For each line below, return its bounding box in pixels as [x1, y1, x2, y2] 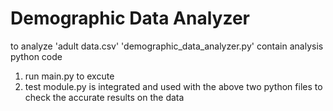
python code [10, 50, 63, 62]
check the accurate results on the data [24, 91, 185, 103]
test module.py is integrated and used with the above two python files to [24, 80, 323, 92]
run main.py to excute [24, 70, 115, 82]
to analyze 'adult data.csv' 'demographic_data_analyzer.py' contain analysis [10, 40, 324, 52]
